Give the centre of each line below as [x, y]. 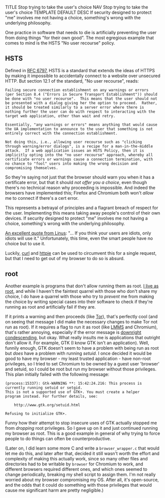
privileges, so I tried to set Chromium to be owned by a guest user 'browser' [82, 363]
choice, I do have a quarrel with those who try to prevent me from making [80, 296]
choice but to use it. [25, 243]
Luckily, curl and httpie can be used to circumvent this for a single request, [81, 253]
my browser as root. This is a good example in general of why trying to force [82, 433]
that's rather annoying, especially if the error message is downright [73, 332]
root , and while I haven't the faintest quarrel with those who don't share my [81, 291]
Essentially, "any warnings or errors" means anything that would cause [81, 125]
